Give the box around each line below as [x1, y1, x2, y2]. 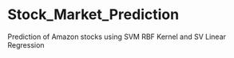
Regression [7, 40, 45, 49]
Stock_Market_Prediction [7, 6, 180, 24]
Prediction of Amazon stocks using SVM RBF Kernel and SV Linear [7, 32, 227, 41]
